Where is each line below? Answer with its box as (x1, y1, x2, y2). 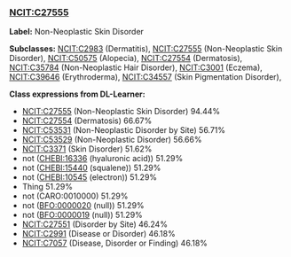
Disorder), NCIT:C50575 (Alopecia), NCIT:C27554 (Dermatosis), (9, 53, 243, 64)
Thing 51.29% (21, 182, 74, 192)
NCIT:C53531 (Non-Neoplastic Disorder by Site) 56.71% (21, 125, 226, 136)
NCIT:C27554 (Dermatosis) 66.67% (21, 115, 153, 126)
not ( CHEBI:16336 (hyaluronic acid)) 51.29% (21, 153, 184, 164)
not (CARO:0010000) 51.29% (21, 191, 129, 201)
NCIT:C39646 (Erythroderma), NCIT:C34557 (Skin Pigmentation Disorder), (9, 72, 282, 82)
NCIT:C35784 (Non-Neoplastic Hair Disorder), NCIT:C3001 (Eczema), (9, 62, 263, 73)
